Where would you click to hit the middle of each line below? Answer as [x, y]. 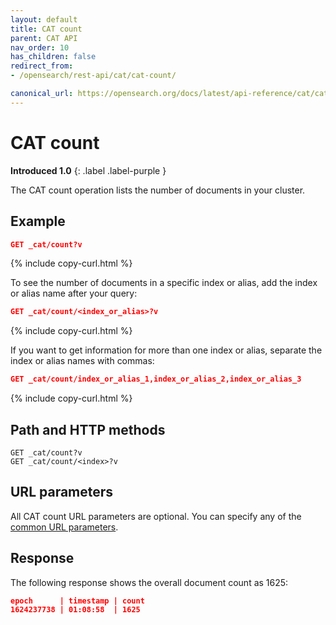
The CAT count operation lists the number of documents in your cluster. [158, 190]
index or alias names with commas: [82, 361]
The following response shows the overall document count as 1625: [149, 582]
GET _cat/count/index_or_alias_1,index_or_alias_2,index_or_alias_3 [156, 379]
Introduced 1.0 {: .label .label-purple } [88, 170]
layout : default [44, 19]
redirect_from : [42, 66]
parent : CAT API [44, 38]
